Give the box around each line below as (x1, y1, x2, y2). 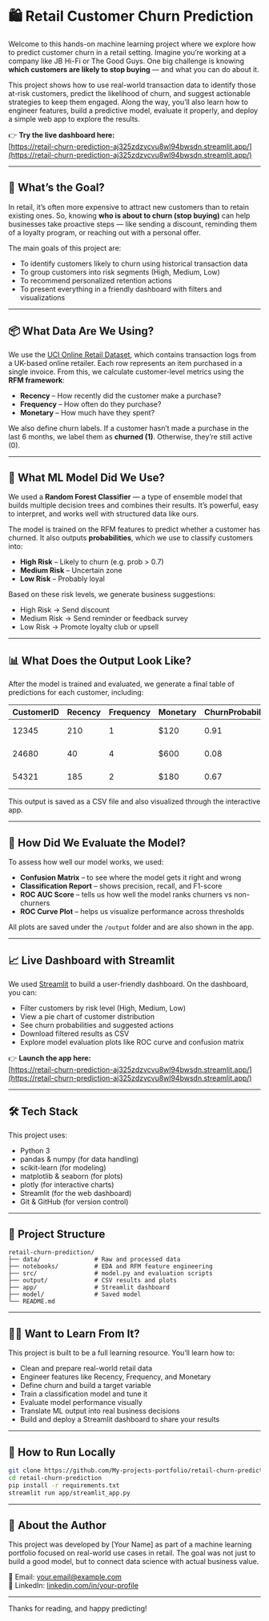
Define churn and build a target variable (19, 1381, 152, 1390)
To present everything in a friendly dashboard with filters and (19, 284, 223, 294)
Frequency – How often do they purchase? (19, 399, 162, 409)
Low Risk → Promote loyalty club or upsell (19, 622, 159, 632)
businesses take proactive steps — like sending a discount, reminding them (8, 219, 258, 229)
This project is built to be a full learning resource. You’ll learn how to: (8, 1348, 235, 1358)
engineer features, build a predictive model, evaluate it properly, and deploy (8, 106, 259, 115)
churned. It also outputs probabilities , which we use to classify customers (8, 533, 254, 543)
